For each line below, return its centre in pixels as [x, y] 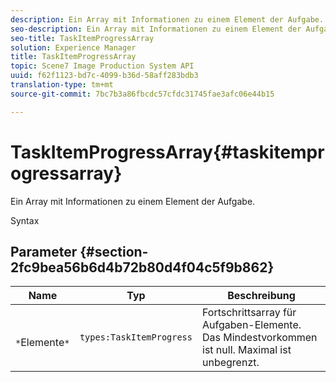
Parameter [44, 251]
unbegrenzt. [231, 363]
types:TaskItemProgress [136, 337]
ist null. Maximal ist [247, 350]
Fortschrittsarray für [249, 313]
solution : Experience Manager [73, 47]
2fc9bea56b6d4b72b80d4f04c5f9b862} [142, 267]
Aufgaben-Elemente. [252, 325]
